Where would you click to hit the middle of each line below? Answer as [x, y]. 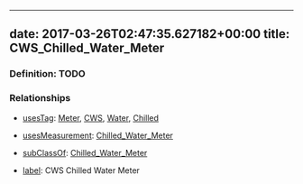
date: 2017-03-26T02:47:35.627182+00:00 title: [150, 34]
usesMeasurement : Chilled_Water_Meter [98, 135]
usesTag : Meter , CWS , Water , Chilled [91, 117]
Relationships [40, 98]
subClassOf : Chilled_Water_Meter [85, 152]
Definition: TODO [47, 74]
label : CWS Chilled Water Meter [81, 170]
